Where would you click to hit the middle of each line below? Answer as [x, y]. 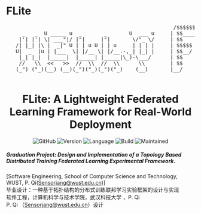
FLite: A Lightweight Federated [100, 99]
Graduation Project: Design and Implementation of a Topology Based [94, 155]
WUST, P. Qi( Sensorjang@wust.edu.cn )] [56, 182]
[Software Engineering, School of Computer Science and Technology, [92, 176]
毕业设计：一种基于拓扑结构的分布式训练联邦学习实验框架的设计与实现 [93, 189]
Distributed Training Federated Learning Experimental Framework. [91, 161]
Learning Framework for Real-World [100, 112]
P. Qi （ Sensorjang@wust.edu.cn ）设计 [55, 204]
